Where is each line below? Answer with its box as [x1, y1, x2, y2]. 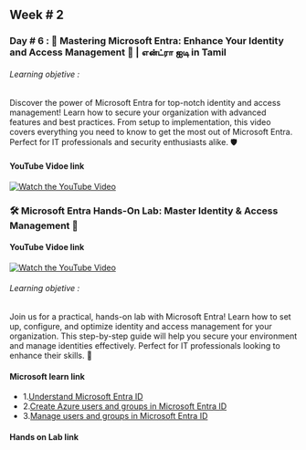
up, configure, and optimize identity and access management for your [9, 321, 272, 332]
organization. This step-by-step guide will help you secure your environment [9, 330, 298, 341]
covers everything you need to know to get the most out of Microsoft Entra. [9, 126, 293, 137]
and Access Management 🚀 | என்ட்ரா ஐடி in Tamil [9, 46, 227, 58]
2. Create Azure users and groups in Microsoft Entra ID [22, 401, 227, 412]
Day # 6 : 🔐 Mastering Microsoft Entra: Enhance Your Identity [9, 35, 285, 47]
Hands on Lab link [9, 431, 79, 442]
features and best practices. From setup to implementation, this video [9, 116, 271, 127]
